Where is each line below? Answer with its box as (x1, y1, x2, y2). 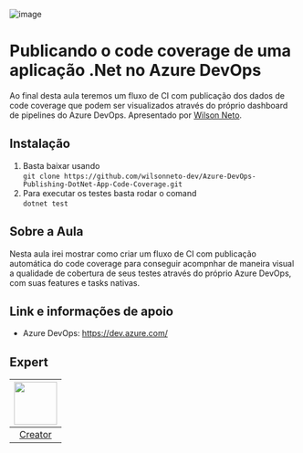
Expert (9, 354, 48, 370)
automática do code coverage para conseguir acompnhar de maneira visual (9, 258, 295, 269)
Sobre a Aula (9, 224, 84, 239)
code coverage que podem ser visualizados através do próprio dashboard (9, 100, 288, 111)
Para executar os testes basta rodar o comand (22, 187, 197, 198)
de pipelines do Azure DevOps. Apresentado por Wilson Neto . (9, 110, 243, 121)
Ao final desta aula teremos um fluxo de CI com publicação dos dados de (9, 90, 286, 100)
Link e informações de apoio (9, 303, 173, 319)
